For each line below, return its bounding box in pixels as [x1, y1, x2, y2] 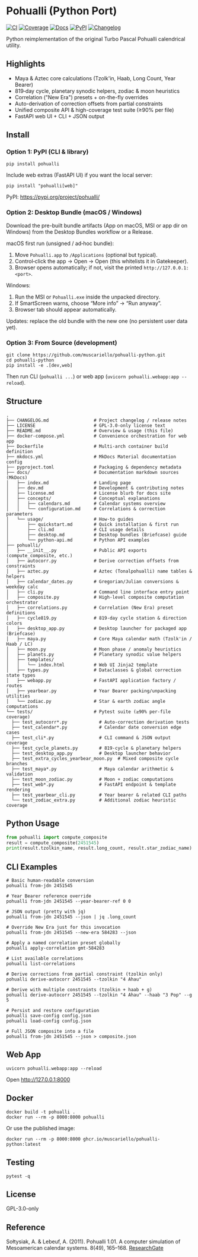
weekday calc [6, 584, 39, 590]
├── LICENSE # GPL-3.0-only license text [6, 422, 166, 429]
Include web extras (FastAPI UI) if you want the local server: [6, 171, 153, 179]
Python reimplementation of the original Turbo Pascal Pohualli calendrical [6, 35, 186, 42]
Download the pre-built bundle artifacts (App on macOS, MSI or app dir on [6, 222, 188, 229]
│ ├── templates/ [6, 656, 55, 662]
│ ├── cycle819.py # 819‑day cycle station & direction [6, 615, 187, 621]
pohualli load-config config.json [6, 1018, 92, 1024]
